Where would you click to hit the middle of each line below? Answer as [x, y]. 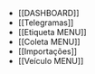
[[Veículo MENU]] [51, 61]
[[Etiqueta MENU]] [52, 32]
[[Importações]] [47, 51]
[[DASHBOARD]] [48, 13]
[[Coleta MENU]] [49, 42]
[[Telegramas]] [46, 23]
